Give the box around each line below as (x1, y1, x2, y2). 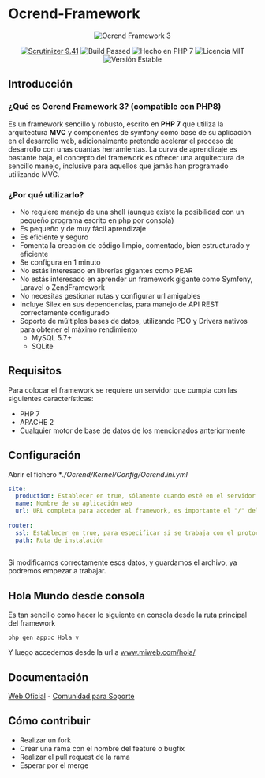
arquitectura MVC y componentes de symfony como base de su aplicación (8, 127, 252, 137)
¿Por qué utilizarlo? (8, 189, 84, 200)
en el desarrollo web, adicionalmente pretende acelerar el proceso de (8, 136, 234, 145)
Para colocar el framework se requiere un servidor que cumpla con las (8, 385, 237, 395)
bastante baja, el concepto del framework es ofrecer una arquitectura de (8, 152, 244, 162)
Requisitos (8, 364, 62, 378)
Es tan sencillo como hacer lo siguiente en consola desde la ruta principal (8, 610, 247, 620)
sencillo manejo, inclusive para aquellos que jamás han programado (8, 161, 229, 171)
